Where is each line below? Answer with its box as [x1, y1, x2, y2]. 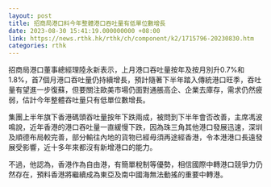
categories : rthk [8, 42, 67, 50]
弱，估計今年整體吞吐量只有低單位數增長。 [8, 95, 150, 105]
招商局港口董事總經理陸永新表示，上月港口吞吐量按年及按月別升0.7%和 [8, 65, 244, 75]
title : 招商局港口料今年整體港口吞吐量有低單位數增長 [8, 19, 166, 27]
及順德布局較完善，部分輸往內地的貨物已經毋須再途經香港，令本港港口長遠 [8, 132, 256, 142]
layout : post [8, 11, 52, 20]
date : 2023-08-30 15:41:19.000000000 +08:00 [8, 27, 161, 35]
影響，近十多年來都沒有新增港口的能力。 [22, 143, 157, 152]
